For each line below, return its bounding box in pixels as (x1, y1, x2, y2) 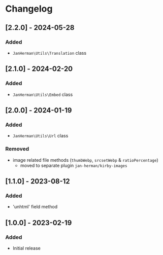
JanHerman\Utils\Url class (12, 133, 69, 139)
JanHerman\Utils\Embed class (12, 91, 73, 97)
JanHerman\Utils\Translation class (12, 50, 87, 56)
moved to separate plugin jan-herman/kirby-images (20, 162, 127, 168)
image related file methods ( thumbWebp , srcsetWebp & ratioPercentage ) (12, 157, 158, 163)
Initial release (12, 245, 41, 251)
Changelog (5, 3, 53, 15)
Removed (5, 145, 29, 153)
